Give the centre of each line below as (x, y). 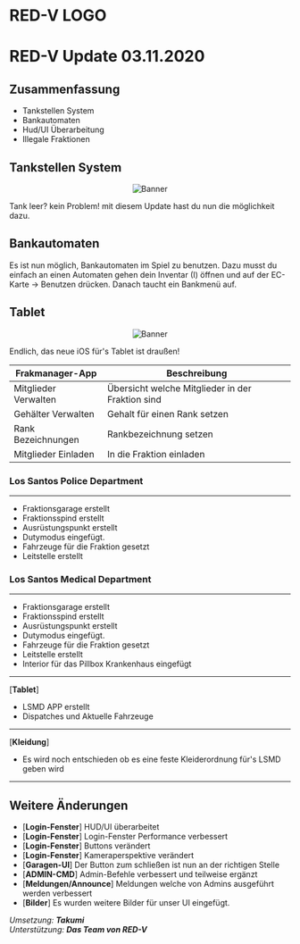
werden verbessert (57, 893)
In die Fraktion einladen (156, 454)
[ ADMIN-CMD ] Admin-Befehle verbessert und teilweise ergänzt (140, 874)
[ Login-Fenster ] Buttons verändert (86, 846)
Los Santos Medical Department (80, 579)
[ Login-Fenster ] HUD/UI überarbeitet (91, 827)
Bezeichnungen (46, 439)
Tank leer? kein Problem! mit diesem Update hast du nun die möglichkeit (142, 206)
